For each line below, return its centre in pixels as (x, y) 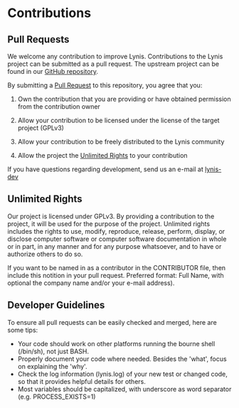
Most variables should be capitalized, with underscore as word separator (124, 389)
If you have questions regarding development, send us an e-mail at (106, 169)
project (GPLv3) (41, 128)
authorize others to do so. (45, 254)
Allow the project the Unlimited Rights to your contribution (102, 155)
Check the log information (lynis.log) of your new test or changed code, (122, 374)
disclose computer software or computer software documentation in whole (117, 239)
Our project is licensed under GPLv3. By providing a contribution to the (111, 216)
